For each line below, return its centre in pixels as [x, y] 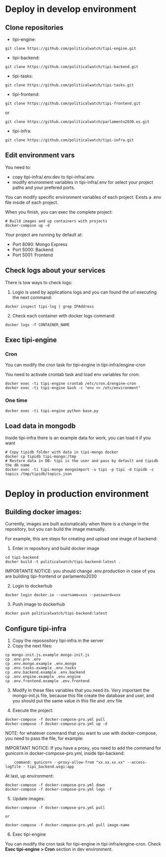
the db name [17, 466]
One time [16, 400]
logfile [13, 767]
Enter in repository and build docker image [56, 548]
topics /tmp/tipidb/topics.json [38, 474]
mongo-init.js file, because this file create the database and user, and [83, 696]
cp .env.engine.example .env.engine [43, 677]
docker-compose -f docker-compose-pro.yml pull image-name [67, 825]
